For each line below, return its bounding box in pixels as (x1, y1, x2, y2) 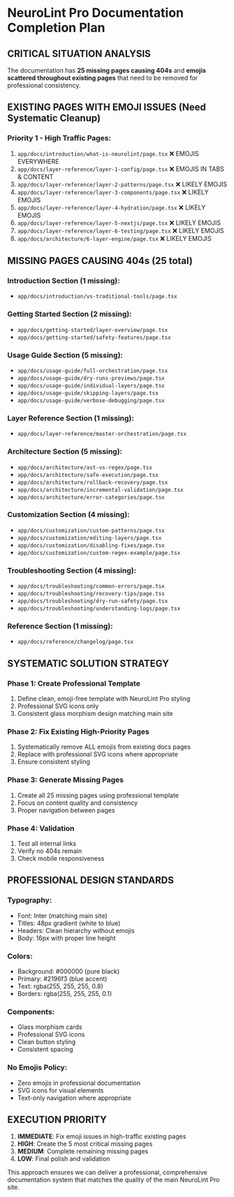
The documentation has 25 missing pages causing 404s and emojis (7, 67, 206, 74)
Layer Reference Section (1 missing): (7, 413, 134, 423)
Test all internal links (17, 839, 77, 848)
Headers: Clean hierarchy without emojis (17, 926, 135, 934)
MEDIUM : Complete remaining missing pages (17, 1147, 149, 1156)
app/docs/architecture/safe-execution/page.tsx (17, 471, 159, 478)
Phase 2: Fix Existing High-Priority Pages (7, 727, 149, 737)
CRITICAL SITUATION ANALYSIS (7, 48, 152, 60)
